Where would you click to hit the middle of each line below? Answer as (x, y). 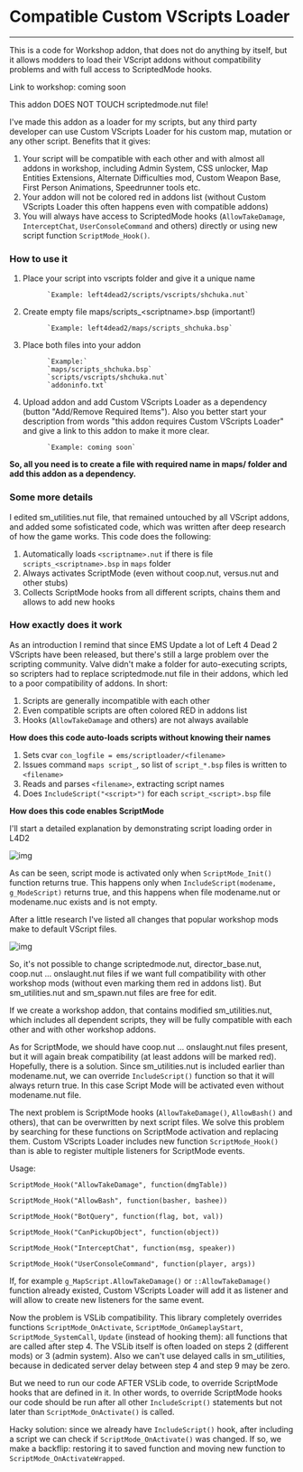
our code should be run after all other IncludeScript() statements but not (146, 1402)
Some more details (51, 497)
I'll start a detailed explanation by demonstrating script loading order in (141, 828)
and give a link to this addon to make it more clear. (116, 431)
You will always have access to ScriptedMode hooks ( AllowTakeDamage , (154, 216)
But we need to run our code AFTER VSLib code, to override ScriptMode (144, 1383)
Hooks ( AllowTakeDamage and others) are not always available (136, 719)
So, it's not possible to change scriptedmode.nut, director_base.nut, (136, 963)
